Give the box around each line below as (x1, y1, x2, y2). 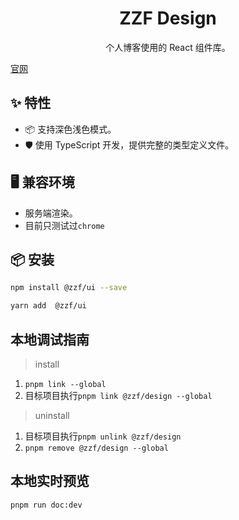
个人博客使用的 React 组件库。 (105, 41, 231, 53)
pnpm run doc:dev (10, 500, 83, 510)
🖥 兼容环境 (10, 174, 75, 191)
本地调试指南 (10, 331, 90, 348)
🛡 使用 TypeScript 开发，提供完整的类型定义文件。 (24, 138, 235, 151)
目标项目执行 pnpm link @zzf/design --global (24, 389, 213, 401)
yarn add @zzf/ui (10, 301, 87, 311)
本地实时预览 (10, 473, 90, 490)
